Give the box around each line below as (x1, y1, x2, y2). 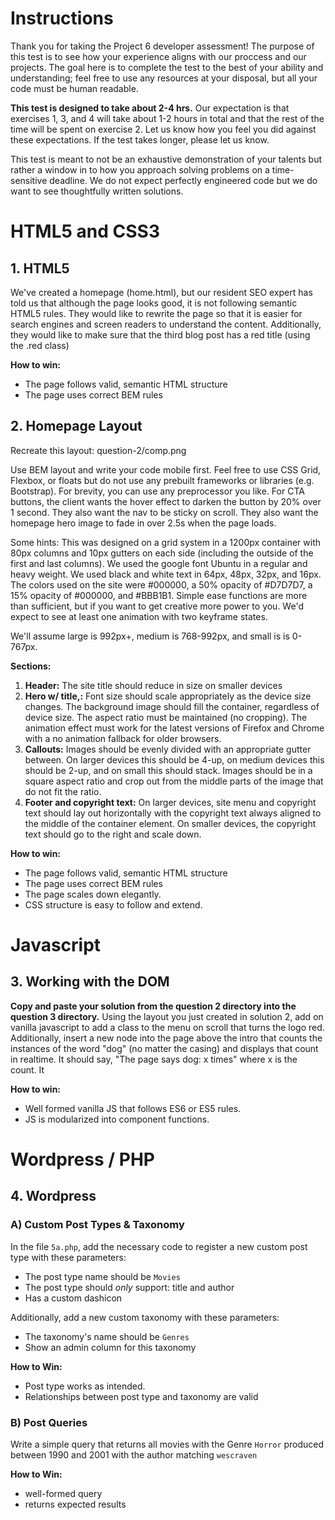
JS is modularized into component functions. (24, 1113, 210, 1125)
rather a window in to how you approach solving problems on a (10, 163, 270, 176)
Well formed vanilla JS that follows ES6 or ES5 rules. (24, 1102, 242, 1114)
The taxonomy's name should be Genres (24, 1330, 190, 1342)
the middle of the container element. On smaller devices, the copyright (24, 817, 317, 829)
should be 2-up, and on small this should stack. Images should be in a (24, 764, 313, 776)
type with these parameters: (10, 1251, 127, 1263)
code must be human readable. (10, 82, 139, 94)
